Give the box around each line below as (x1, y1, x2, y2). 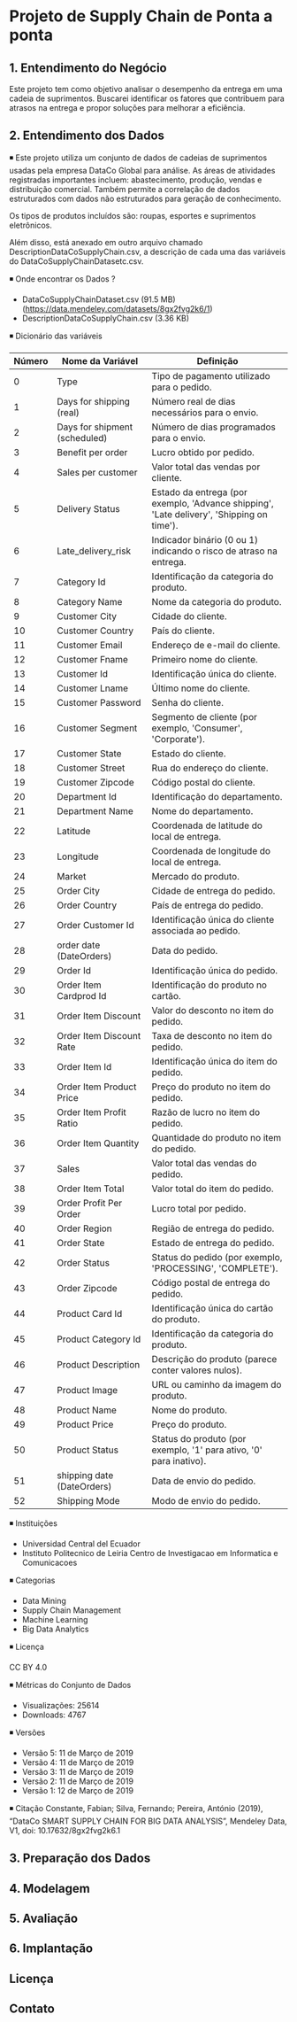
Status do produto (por (151, 1432, 247, 1445)
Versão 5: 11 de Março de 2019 (21, 1747, 134, 1758)
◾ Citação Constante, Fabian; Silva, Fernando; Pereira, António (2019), (9, 1802, 263, 1813)
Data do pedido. (151, 944, 218, 957)
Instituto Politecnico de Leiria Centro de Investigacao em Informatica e (21, 1547, 278, 1558)
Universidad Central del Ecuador (21, 1538, 141, 1549)
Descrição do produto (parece (151, 1352, 278, 1365)
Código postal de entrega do (151, 1276, 270, 1289)
